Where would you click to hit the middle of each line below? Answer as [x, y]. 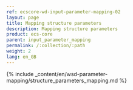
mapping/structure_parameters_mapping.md [62, 80]
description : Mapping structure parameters [62, 29]
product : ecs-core [29, 34]
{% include [20, 74]
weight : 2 [19, 51]
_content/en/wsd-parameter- [71, 74]
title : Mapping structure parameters [54, 23]
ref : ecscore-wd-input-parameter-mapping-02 [63, 12]
